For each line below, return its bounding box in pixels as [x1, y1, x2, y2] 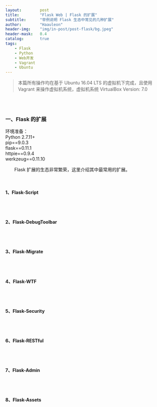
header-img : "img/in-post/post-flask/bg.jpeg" [5, 27, 114, 32]
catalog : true [5, 37, 50, 42]
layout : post [5, 7, 50, 13]
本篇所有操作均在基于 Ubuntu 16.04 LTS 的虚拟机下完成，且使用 [17, 80, 152, 86]
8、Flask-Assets [5, 397, 42, 403]
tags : [5, 41, 17, 46]
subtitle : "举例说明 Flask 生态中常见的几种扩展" [5, 17, 114, 22]
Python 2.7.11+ [5, 134, 35, 140]
